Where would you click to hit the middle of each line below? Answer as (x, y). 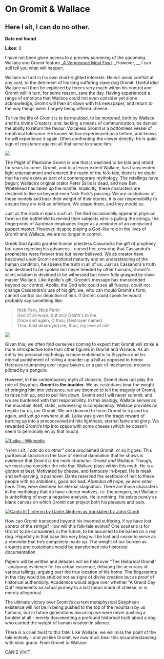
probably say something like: (34, 300)
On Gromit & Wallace (48, 9)
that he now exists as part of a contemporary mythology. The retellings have (82, 178)
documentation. (21, 552)
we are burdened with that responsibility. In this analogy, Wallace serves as (81, 400)
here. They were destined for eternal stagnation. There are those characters (82, 487)
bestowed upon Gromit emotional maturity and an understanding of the (76, 259)
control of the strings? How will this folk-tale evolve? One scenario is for (77, 526)
